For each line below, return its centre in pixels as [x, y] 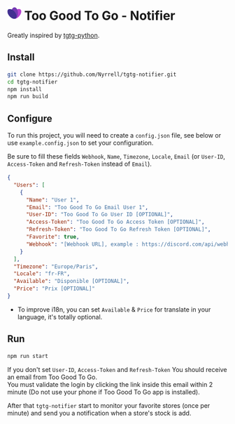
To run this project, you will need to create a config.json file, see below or [114, 135]
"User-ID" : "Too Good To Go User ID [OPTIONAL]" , [99, 215]
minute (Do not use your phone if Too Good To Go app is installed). [104, 392]
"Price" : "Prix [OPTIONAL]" [55, 289]
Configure [30, 118]
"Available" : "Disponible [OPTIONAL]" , [72, 281]
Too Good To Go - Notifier [100, 16]
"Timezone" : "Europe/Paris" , [56, 266]
